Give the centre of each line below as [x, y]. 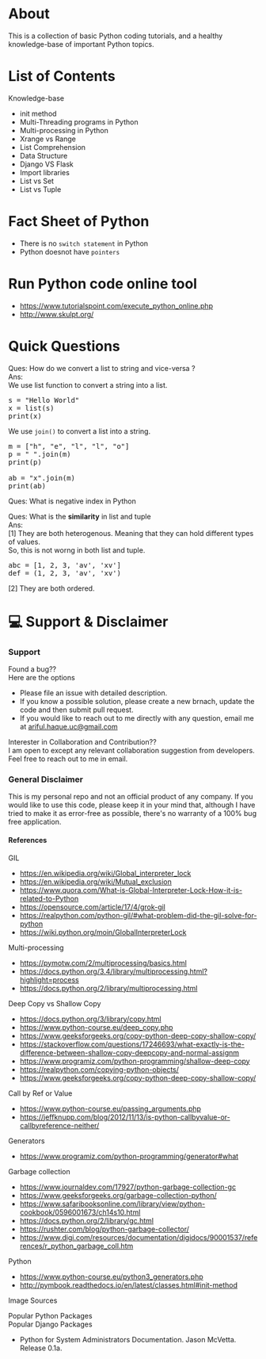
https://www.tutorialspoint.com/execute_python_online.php [116, 305]
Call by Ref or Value [40, 1093]
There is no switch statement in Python [84, 243]
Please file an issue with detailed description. [93, 693]
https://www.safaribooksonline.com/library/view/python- [112, 1204]
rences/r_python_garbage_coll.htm [76, 1246]
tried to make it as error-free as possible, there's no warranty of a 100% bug [133, 813]
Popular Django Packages [50, 1324]
